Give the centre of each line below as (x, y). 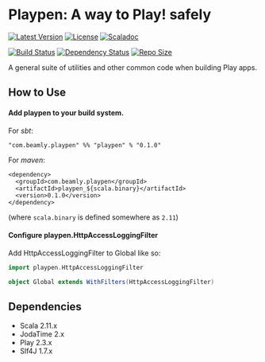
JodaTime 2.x (42, 334)
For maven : (27, 160)
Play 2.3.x (36, 343)
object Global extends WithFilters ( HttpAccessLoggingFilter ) (111, 282)
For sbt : (21, 130)
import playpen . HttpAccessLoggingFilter (76, 267)
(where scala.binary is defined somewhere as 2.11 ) (93, 217)
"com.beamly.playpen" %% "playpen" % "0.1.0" (84, 145)
